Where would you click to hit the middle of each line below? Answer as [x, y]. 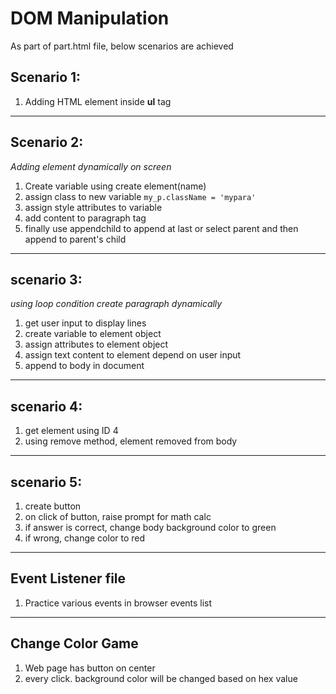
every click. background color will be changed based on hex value [161, 678]
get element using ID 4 [71, 431]
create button [53, 506]
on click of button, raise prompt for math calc [118, 516]
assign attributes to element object [96, 344]
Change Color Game [74, 643]
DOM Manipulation [90, 18]
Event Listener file [68, 578]
